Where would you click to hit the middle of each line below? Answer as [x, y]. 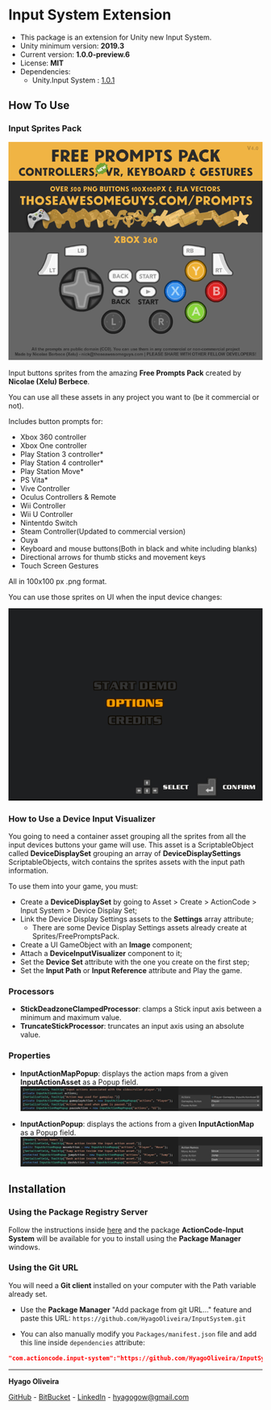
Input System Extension [90, 15]
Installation [37, 1189]
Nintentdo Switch [49, 522]
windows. [24, 1247]
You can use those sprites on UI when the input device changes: [115, 597]
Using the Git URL [44, 1268]
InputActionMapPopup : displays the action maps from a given [124, 1073]
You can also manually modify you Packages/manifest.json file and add [138, 1333]
